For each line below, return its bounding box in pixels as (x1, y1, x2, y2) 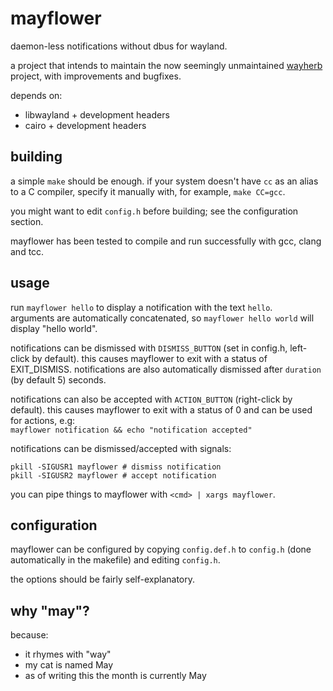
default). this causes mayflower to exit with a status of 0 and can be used (10, 403, 313, 416)
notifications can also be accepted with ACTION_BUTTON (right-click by (10, 393, 293, 405)
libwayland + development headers (24, 108, 170, 121)
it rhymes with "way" (24, 648, 112, 661)
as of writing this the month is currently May (24, 670, 207, 682)
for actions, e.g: (10, 414, 76, 426)
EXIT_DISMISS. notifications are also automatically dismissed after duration (10, 363, 322, 375)
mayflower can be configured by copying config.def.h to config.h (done (10, 543, 312, 556)
